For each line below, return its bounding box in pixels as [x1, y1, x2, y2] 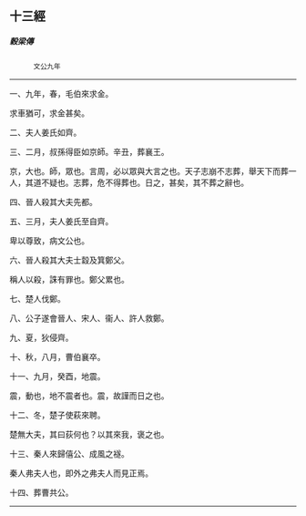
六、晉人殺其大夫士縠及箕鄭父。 [9, 254, 129, 266]
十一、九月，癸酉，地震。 [9, 371, 106, 382]
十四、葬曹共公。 [9, 487, 74, 499]
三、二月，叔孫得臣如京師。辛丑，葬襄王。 [9, 147, 169, 158]
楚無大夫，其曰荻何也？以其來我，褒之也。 [9, 429, 169, 440]
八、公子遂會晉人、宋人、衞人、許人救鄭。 [9, 313, 169, 324]
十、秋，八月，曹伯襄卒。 [9, 352, 106, 363]
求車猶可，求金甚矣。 [9, 108, 89, 119]
